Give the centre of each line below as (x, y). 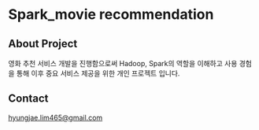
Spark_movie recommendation (111, 15)
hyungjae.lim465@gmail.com (55, 117)
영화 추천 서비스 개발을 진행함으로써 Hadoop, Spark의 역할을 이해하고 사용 (123, 63)
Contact (28, 99)
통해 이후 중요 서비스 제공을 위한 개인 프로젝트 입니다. (98, 73)
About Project (43, 44)
